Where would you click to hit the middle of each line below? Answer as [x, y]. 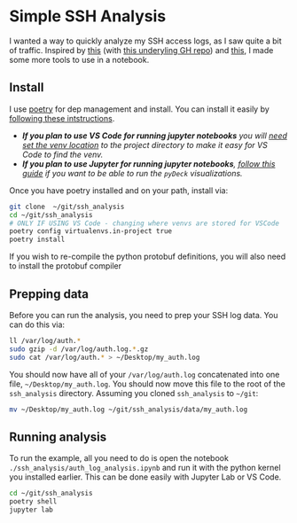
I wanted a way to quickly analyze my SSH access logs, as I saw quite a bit [145, 41]
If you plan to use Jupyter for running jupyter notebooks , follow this [148, 164]
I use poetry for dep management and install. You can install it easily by [140, 109]
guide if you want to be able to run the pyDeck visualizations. [132, 173]
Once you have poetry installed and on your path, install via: [119, 190]
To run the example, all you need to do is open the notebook [119, 458]
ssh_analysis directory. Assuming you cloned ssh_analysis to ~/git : [134, 393]
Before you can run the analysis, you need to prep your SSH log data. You [144, 315]
